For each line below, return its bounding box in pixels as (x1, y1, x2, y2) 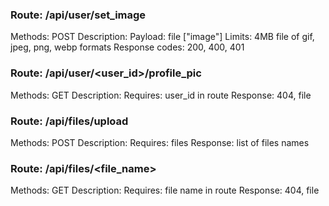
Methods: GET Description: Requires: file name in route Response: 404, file (10, 184, 320, 197)
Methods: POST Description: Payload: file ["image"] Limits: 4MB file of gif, (10, 31, 315, 43)
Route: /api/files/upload (10, 114, 129, 128)
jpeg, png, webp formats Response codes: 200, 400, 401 (10, 41, 245, 53)
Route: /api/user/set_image (10, 8, 147, 22)
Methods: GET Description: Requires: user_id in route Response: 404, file (10, 89, 312, 101)
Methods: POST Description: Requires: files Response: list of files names (10, 136, 310, 148)
